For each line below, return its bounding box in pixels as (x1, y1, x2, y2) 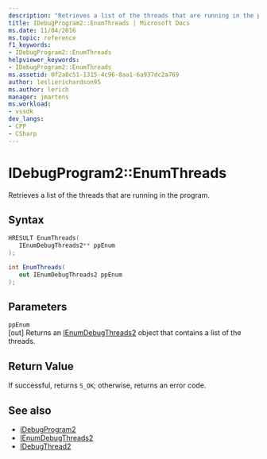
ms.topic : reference (8, 33, 77, 42)
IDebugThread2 (19, 442, 72, 451)
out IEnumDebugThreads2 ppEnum (18, 271, 123, 279)
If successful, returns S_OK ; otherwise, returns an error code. (8, 380, 207, 390)
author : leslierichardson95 (8, 78, 102, 86)
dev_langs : (8, 115, 44, 123)
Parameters (8, 300, 68, 314)
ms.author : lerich (8, 85, 69, 94)
